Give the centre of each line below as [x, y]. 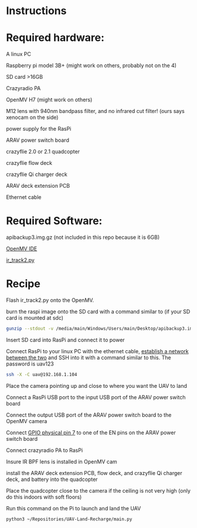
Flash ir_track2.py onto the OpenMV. [50, 300]
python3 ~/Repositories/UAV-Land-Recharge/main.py [69, 519]
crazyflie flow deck [29, 163]
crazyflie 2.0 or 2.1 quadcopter [43, 152]
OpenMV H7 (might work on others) [49, 100]
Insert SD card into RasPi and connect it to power [65, 340]
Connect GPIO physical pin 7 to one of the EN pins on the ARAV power [91, 432]
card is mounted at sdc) [35, 318]
